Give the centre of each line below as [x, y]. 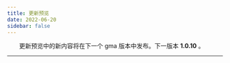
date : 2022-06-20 [32, 20]
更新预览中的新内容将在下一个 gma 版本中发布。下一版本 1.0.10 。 [112, 46]
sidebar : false [29, 26]
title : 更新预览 [28, 13]
